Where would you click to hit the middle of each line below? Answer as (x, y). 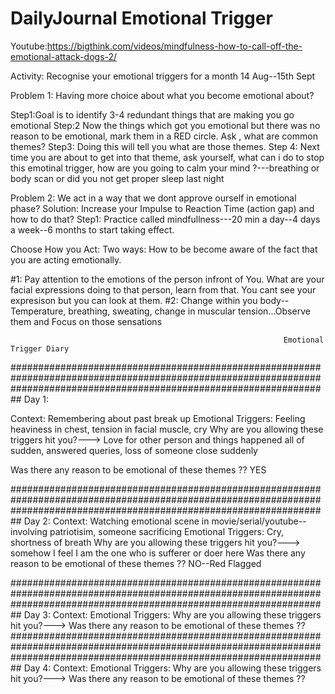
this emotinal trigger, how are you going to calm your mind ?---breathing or (165, 168)
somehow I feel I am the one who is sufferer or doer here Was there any (158, 553)
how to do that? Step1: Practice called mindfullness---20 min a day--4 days (165, 219)
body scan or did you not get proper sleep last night (117, 178)
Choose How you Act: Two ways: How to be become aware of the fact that (164, 249)
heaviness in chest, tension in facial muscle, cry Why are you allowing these (167, 429)
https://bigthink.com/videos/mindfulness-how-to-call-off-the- (174, 46)
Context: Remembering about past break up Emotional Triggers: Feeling (158, 418)
